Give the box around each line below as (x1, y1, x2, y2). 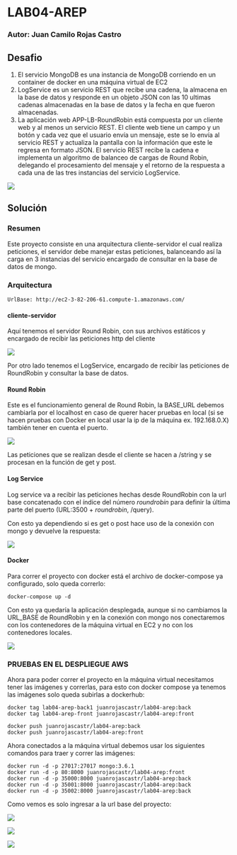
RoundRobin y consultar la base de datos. (7, 369, 129, 377)
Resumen (7, 224, 41, 233)
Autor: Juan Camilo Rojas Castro (7, 30, 122, 40)
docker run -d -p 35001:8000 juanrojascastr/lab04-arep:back (7, 781, 192, 788)
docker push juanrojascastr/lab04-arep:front (7, 729, 144, 737)
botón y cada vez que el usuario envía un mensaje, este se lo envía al (17, 131, 220, 139)
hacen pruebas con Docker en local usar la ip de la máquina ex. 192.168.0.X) (7, 416, 229, 424)
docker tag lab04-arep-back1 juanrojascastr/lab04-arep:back (7, 704, 192, 712)
